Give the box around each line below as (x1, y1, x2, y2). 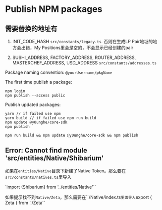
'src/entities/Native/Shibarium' (5, 154, 104, 162)
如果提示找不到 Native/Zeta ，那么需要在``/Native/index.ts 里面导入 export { (5, 194, 152, 200)
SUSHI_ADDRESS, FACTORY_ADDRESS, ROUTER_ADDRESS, (12, 54, 136, 60)
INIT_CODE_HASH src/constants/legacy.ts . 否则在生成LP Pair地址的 (12, 39, 153, 44)
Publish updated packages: (5, 102, 61, 107)
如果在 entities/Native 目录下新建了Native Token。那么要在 (5, 167, 126, 174)
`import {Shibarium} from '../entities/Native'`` (5, 184, 96, 190)
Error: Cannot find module (5, 146, 88, 155)
